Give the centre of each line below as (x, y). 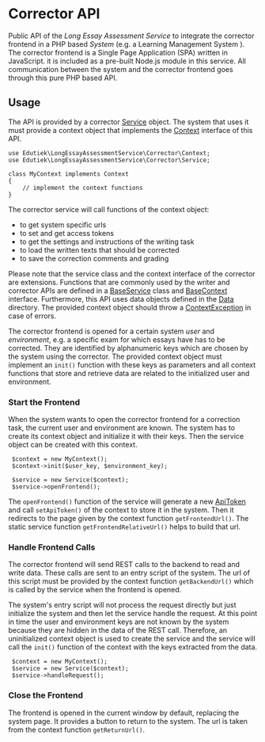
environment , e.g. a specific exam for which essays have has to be (117, 339)
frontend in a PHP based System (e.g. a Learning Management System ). (127, 44)
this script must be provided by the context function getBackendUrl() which (131, 581)
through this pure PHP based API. (63, 78)
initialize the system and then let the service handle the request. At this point (133, 614)
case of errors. (32, 316)
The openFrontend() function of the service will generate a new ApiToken (127, 502)
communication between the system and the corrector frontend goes (121, 69)
